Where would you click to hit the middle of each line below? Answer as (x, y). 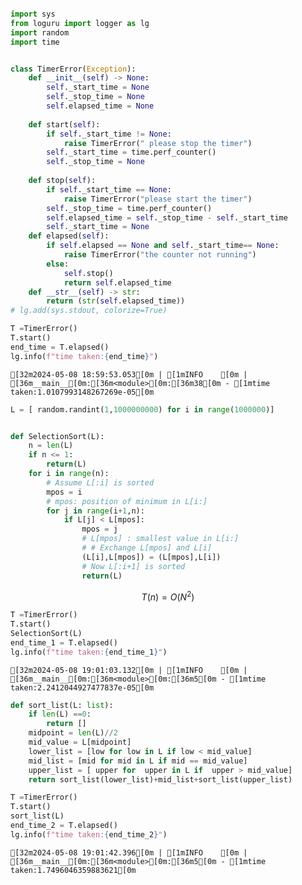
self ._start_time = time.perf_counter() (131, 152)
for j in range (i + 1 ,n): (95, 511)
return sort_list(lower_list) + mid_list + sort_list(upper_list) (160, 779)
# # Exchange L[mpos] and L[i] (147, 548)
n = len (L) (51, 446)
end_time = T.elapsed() (60, 347)
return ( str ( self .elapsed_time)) (116, 301)
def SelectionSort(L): (57, 436)
